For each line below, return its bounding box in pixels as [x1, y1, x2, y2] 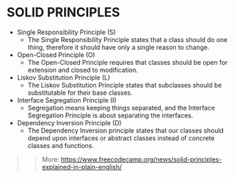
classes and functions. [27, 141, 94, 150]
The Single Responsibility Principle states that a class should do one [27, 35, 228, 43]
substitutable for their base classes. [27, 88, 133, 97]
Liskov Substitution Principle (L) [16, 73, 111, 82]
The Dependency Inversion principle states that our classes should [27, 126, 224, 135]
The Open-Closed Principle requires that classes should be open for [27, 58, 229, 66]
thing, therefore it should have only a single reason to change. [27, 43, 209, 51]
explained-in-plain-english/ [41, 162, 122, 171]
